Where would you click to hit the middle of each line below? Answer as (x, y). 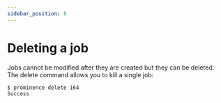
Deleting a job (48, 48)
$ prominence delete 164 (43, 88)
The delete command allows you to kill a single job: (81, 74)
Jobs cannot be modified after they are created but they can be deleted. (111, 68)
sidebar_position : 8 (37, 14)
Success (18, 94)
